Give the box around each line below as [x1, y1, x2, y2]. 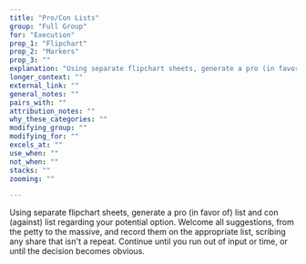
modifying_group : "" [9, 124, 88, 133]
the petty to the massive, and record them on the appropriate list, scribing [9, 227, 287, 238]
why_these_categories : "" [9, 115, 107, 124]
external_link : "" [9, 81, 79, 90]
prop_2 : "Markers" [9, 47, 79, 56]
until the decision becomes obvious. [9, 246, 146, 257]
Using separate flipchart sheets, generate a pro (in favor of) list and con [9, 207, 280, 218]
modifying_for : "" [9, 132, 79, 141]
